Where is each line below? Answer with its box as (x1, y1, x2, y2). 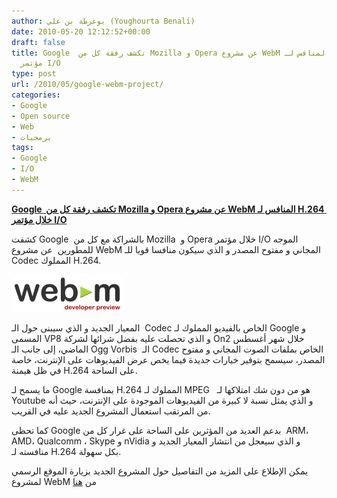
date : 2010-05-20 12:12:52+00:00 (11, 26, 151, 37)
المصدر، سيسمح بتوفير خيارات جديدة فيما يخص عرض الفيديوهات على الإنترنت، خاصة (11, 353, 326, 365)
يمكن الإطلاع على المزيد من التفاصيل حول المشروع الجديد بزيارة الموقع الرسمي (11, 465, 309, 477)
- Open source (11, 111, 71, 121)
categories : (11, 90, 61, 100)
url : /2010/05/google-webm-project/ (11, 80, 164, 90)
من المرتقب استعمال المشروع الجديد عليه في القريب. (11, 405, 211, 417)
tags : (11, 143, 34, 153)
